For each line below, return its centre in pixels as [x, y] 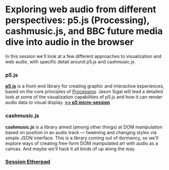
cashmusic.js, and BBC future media [84, 31]
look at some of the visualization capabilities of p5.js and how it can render [84, 97]
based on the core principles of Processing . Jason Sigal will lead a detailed [84, 92]
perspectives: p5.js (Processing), [77, 20]
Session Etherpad [28, 162]
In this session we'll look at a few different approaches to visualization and [83, 56]
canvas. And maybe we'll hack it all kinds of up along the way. [70, 148]
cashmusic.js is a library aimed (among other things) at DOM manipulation [84, 127]
